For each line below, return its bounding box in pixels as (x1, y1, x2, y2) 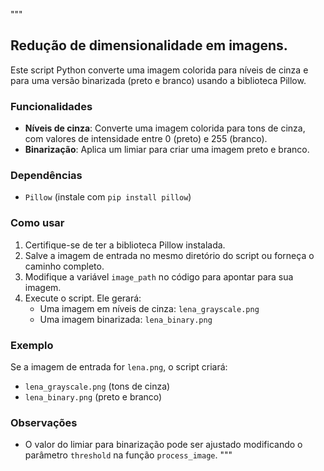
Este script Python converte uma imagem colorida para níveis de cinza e (10, 64, 309, 76)
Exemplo (10, 338, 54, 352)
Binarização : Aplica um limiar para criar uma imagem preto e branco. (24, 144, 310, 156)
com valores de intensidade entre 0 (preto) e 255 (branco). (24, 133, 268, 145)
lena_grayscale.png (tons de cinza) (24, 380, 171, 392)
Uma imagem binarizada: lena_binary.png (39, 313, 213, 325)
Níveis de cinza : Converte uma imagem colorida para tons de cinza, (24, 122, 306, 134)
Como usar (10, 216, 65, 230)
